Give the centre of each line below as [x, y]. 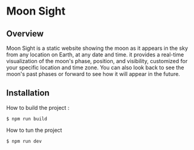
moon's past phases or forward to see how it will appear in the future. [93, 74]
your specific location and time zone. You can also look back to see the [95, 67]
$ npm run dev [24, 141]
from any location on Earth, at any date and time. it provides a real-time [95, 55]
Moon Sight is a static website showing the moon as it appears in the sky [97, 48]
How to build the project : [38, 107]
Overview [25, 34]
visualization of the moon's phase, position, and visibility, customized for [97, 61]
